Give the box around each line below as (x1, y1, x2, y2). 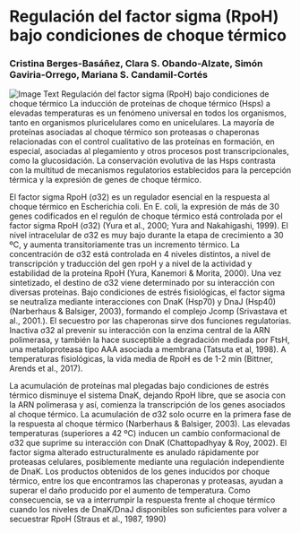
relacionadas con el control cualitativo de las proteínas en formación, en (9, 136, 275, 147)
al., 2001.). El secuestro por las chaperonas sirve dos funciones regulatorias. (9, 315, 292, 326)
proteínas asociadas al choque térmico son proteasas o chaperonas (9, 127, 260, 138)
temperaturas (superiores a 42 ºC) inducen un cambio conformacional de (9, 428, 280, 439)
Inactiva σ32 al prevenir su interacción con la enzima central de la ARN (9, 325, 270, 336)
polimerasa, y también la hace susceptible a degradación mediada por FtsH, (9, 334, 290, 346)
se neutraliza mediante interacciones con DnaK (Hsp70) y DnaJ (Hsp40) (9, 297, 276, 307)
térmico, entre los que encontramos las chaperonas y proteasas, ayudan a (9, 476, 284, 486)
